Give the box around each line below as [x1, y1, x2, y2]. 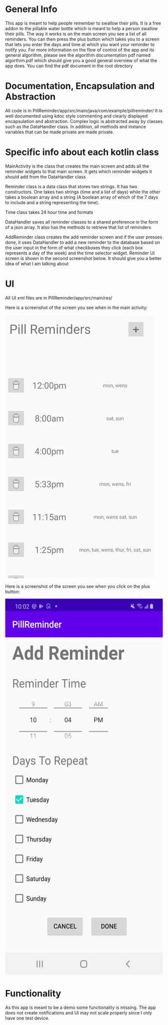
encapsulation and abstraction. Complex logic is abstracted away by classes [5, 118, 163, 124]
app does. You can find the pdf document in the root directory [5, 63, 133, 69]
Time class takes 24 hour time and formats [5, 209, 93, 215]
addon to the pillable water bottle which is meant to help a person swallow [5, 25, 158, 31]
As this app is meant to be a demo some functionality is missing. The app [5, 1004, 156, 1010]
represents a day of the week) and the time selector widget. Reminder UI [5, 250, 155, 256]
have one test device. [5, 1015, 49, 1021]
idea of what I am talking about [5, 260, 69, 266]
